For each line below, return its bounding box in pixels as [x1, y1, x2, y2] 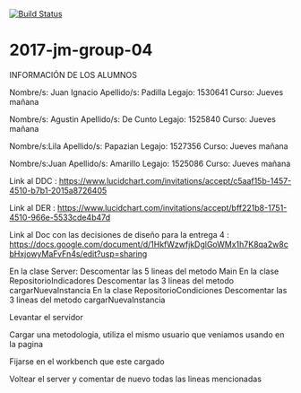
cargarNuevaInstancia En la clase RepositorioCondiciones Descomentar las [9, 284, 288, 295]
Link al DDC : [9, 175, 57, 186]
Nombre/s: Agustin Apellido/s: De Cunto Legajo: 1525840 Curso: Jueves [9, 113, 276, 125]
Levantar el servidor [9, 311, 83, 322]
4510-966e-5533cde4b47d [9, 212, 111, 223]
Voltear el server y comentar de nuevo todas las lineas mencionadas [9, 373, 262, 384]
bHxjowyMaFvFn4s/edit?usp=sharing [9, 248, 148, 259]
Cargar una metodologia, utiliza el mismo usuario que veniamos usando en [9, 328, 285, 340]
